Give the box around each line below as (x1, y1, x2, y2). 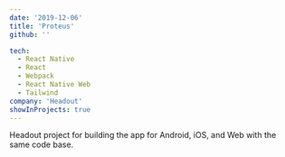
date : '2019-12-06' (9, 13, 83, 23)
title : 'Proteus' (9, 22, 75, 31)
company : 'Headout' (9, 97, 83, 106)
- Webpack (17, 71, 54, 81)
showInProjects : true (9, 105, 91, 114)
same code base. (9, 139, 74, 150)
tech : (9, 46, 30, 55)
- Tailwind (17, 88, 59, 97)
